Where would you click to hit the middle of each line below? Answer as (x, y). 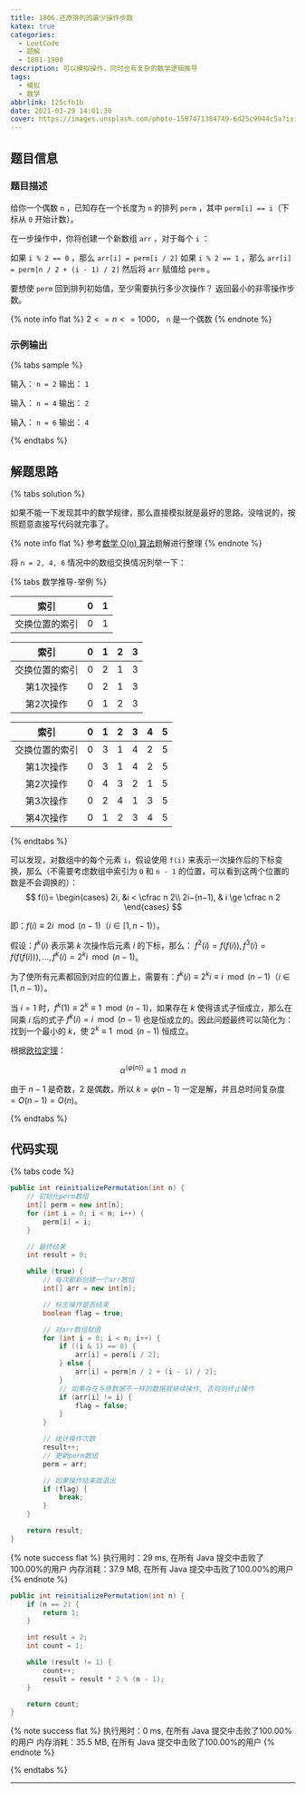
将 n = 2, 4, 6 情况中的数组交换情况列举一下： (98, 562)
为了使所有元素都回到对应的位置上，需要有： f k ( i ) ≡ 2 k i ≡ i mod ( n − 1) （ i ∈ (150, 975)
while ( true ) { (55, 1272)
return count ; (53, 1704)
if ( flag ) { (66, 1489)
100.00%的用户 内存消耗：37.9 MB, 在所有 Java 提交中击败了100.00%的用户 (152, 1569)
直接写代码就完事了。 (74, 524)
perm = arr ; (66, 1464)
